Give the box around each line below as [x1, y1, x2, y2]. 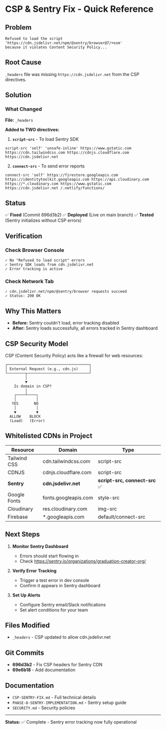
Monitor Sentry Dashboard [12, 543, 69, 549]
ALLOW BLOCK [9, 414, 41, 419]
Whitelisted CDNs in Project [5, 432, 92, 440]
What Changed [5, 106, 42, 113]
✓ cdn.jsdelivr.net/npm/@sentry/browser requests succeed [5, 289, 127, 294]
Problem [5, 23, 32, 32]
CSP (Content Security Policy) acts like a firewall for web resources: [5, 352, 143, 359]
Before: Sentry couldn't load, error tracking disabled [12, 320, 120, 326]
